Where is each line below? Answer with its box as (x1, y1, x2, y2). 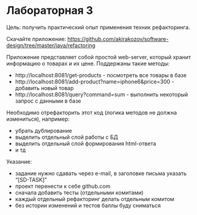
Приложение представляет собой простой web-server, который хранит (6, 53, 191, 60)
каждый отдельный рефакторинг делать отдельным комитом (15, 195, 175, 202)
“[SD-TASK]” (15, 176, 47, 183)
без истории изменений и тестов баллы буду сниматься (15, 202, 161, 209)
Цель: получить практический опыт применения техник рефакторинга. (6, 24, 190, 31)
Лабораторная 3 (6, 4, 93, 18)
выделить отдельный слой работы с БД (15, 133, 118, 141)
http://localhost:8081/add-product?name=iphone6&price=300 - (15, 78, 175, 85)
